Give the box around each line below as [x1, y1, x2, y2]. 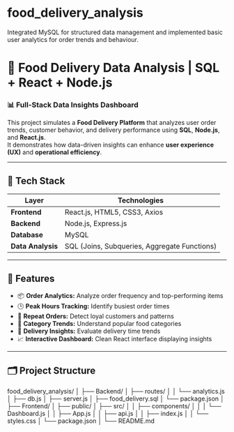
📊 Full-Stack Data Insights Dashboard [7, 100, 139, 110]
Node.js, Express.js [64, 218, 127, 228]
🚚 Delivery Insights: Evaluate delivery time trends [17, 327, 161, 336]
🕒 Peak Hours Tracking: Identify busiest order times [17, 302, 170, 311]
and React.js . [7, 133, 47, 142]
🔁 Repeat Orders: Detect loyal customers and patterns [17, 312, 174, 320]
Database [10, 230, 44, 240]
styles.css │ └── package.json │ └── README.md [7, 417, 155, 425]
